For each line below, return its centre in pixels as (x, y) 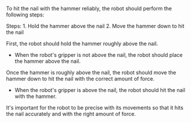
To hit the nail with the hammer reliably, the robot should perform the (89, 8)
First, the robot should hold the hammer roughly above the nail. (82, 44)
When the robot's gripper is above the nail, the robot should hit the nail (100, 90)
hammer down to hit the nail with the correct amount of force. (80, 79)
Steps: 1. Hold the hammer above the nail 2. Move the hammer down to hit (95, 26)
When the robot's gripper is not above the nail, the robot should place (98, 55)
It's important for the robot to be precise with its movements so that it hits (95, 107)
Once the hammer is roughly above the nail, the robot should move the (91, 72)
